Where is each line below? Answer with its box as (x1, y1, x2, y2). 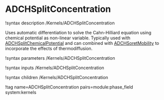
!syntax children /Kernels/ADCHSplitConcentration (5, 74, 108, 80)
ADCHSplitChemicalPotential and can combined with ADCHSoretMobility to (5, 40, 160, 46)
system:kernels (5, 89, 36, 95)
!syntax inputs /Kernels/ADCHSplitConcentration (5, 65, 104, 71)
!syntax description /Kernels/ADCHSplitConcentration (5, 20, 115, 26)
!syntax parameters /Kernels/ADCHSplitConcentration (5, 55, 115, 61)
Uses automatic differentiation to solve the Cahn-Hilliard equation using (5, 29, 152, 35)
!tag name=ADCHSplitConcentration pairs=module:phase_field (5, 84, 133, 90)
